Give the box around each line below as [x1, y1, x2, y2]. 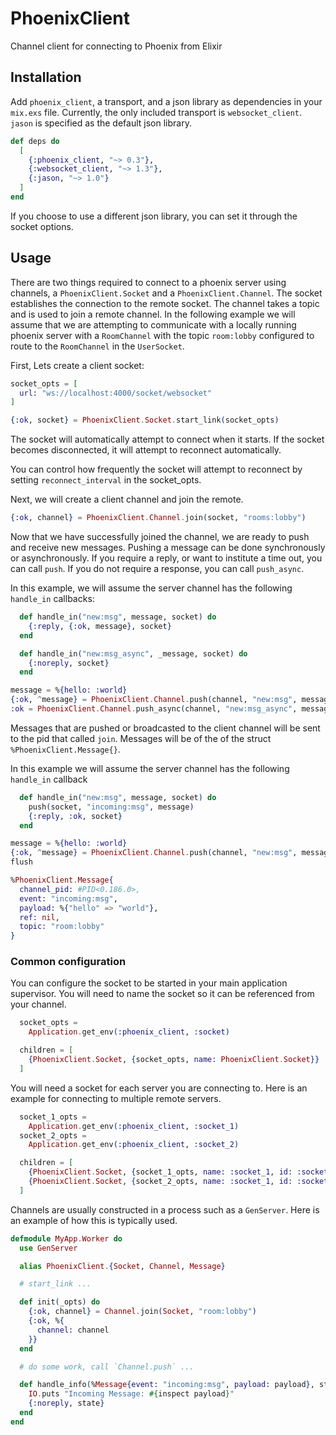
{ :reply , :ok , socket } [28, 811, 123, 821]
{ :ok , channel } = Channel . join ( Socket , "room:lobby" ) [28, 1307, 257, 1317]
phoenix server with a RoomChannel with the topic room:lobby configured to [10, 329, 315, 341]
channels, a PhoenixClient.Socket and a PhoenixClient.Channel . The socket [10, 287, 323, 299]
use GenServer [19, 1243, 78, 1253]
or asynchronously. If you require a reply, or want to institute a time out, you [10, 552, 323, 564]
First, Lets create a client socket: [10, 359, 145, 371]
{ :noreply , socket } [28, 658, 110, 668]
